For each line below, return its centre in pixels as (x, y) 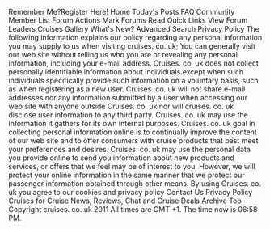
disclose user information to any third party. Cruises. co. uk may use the (128, 115)
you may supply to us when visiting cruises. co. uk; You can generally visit (132, 46)
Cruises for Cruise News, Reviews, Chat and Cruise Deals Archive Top (125, 201)
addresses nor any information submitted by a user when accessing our (128, 98)
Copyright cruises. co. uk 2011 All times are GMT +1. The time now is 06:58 (133, 209)
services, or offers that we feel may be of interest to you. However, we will (132, 166)
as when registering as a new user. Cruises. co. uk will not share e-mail (127, 89)
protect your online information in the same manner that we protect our (127, 175)
